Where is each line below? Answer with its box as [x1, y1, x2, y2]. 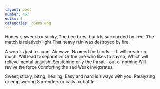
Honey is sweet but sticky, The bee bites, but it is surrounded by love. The [5, 34, 154, 40]
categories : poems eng [5, 20, 51, 26]
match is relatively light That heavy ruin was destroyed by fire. [5, 39, 130, 45]
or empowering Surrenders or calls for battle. [5, 79, 96, 85]
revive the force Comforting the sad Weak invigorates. [5, 64, 114, 70]
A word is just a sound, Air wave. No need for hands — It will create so [5, 49, 147, 54]
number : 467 [5, 12, 29, 17]
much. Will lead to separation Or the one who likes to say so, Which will [5, 54, 149, 60]
